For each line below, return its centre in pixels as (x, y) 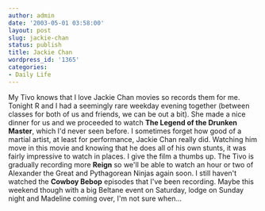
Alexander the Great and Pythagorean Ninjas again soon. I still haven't (123, 173)
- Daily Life (30, 75)
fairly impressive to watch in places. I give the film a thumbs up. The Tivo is (131, 156)
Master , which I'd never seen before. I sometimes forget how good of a (125, 131)
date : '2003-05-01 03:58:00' (56, 23)
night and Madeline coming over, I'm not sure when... (95, 198)
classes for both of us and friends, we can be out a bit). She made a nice (127, 114)
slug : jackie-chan (38, 38)
